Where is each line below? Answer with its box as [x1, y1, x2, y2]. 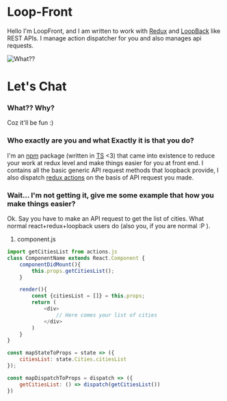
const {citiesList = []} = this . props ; [31, 293, 146, 300]
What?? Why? [7, 104, 55, 113]
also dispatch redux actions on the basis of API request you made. [7, 173, 194, 182]
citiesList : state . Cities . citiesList [19, 356, 127, 363]
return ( [31, 299, 57, 306]
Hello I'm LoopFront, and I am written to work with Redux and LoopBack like [7, 27, 221, 35]
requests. [7, 41, 34, 49]
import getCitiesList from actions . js [7, 248, 118, 256]
